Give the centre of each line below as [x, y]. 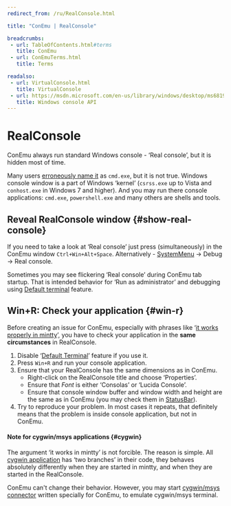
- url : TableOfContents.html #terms [61, 45]
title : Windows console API [56, 102]
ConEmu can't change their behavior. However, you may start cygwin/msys [113, 488]
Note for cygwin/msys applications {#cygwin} [75, 437]
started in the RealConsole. [45, 474]
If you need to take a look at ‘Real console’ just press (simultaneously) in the [115, 246]
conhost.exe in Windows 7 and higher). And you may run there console [107, 191]
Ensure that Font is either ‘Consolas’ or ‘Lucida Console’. [107, 384]
